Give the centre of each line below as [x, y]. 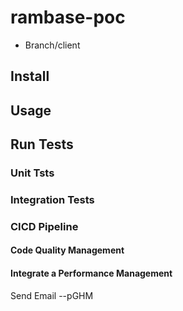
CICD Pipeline [44, 226]
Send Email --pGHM [52, 295]
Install [30, 76]
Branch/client [52, 45]
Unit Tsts [32, 173]
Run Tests [42, 144]
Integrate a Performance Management [91, 273]
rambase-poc [68, 17]
